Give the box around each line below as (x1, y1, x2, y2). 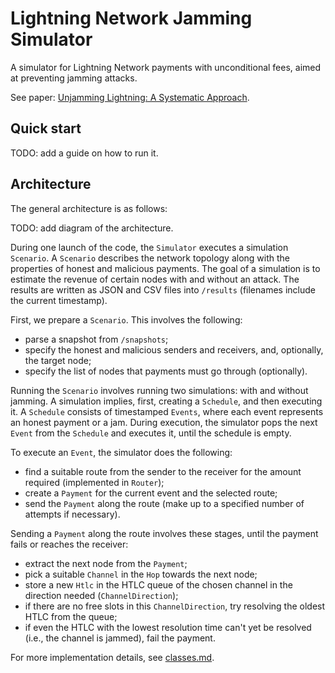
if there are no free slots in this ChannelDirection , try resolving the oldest (24, 600, 326, 612)
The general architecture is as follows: (10, 202, 168, 214)
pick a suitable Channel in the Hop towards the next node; (24, 568, 258, 580)
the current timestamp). (10, 294, 108, 306)
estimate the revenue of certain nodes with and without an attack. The (10, 273, 300, 285)
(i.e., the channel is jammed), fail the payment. (24, 632, 216, 644)
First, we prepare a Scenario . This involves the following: (10, 313, 243, 326)
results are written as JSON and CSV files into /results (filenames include (10, 283, 316, 296)
